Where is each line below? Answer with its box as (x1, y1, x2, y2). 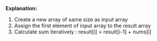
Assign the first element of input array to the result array (14, 23, 151, 29)
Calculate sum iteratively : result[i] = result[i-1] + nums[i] (14, 28, 152, 35)
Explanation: (5, 5, 38, 12)
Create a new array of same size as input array (14, 16, 128, 23)
